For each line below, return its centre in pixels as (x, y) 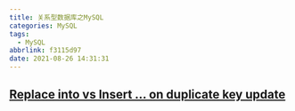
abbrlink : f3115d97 (45, 51)
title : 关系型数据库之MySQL (57, 17)
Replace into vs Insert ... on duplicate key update (147, 95)
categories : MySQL (43, 26)
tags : (19, 34)
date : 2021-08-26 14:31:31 (59, 59)
